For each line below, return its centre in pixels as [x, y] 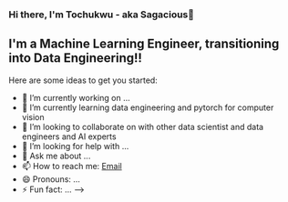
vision [33, 116]
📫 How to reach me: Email [72, 166]
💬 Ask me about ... [56, 156]
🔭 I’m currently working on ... [76, 97]
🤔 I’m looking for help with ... [75, 146]
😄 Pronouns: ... [51, 179]
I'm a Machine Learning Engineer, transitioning [144, 44]
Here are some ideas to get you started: [83, 80]
